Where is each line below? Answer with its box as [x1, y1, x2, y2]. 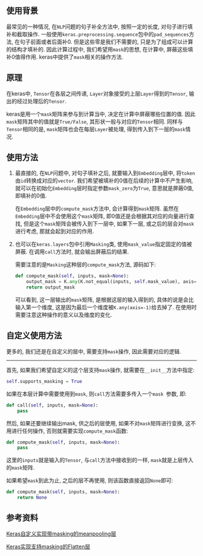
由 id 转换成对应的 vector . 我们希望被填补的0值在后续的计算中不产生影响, [14, 177, 193, 185]
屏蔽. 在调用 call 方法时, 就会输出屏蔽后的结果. [14, 248, 129, 255]
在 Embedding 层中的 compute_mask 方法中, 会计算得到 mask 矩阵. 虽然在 [14, 205, 179, 212]
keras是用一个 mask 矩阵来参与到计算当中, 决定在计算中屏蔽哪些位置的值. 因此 [6, 110, 196, 117]
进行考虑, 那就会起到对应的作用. [14, 227, 94, 235]
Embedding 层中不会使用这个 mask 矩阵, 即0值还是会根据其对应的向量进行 [14, 212, 189, 220]
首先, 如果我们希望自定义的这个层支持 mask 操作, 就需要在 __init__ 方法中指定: [6, 366, 195, 373]
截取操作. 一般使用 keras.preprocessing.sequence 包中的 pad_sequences [16, 30, 189, 38]
